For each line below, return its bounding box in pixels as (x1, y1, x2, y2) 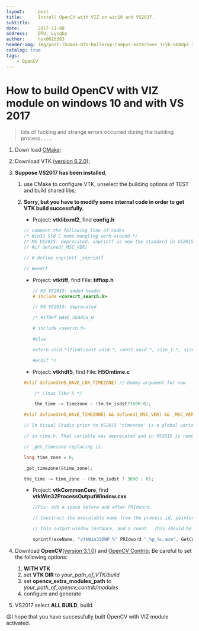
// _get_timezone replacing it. (23, 444, 104, 450)
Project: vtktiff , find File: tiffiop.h (32, 276, 114, 283)
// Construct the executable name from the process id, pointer (32, 515, 195, 521)
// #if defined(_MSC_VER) (23, 244, 88, 251)
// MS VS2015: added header (32, 288, 102, 294)
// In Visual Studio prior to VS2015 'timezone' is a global (23, 422, 178, 428)
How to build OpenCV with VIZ (6, 84, 159, 97)
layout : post (6, 8, 49, 15)
